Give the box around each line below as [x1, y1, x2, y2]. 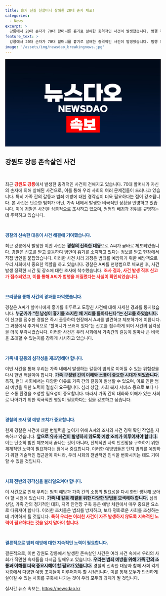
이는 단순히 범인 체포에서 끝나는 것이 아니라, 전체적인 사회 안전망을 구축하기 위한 [5, 440, 160, 446]
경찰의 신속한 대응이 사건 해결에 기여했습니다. [5, 232, 91, 238]
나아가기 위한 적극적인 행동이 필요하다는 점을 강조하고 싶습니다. [10, 397, 132, 403]
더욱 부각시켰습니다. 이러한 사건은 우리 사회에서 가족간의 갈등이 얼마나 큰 [10, 329, 150, 335]
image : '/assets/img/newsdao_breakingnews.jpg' [5, 45, 105, 49]
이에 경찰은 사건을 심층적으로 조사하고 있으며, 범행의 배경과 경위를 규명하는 [15, 206, 160, 212]
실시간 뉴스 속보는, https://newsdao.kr [5, 586, 81, 592]
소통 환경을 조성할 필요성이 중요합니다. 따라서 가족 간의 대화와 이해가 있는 [10, 391, 152, 397]
